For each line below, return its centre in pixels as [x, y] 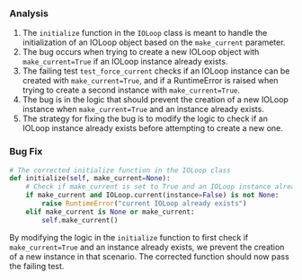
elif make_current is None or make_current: [110, 212]
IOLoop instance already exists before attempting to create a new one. [152, 128]
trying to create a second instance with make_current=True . [131, 90]
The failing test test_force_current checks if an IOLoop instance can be [156, 71]
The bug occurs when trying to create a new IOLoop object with [141, 52]
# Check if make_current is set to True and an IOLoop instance [148, 187]
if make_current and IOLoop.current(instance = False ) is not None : [152, 196]
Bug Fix [26, 152]
